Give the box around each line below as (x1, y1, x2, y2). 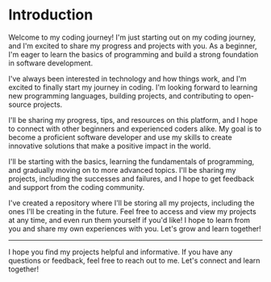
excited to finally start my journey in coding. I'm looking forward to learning (8, 82, 258, 92)
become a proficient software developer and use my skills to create (8, 132, 232, 142)
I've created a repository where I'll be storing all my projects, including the (8, 198, 255, 208)
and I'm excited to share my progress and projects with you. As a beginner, (8, 40, 257, 50)
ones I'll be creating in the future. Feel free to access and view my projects (8, 206, 256, 216)
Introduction (8, 6, 94, 24)
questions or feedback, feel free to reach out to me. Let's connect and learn (8, 255, 261, 265)
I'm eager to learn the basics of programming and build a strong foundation (8, 49, 259, 59)
